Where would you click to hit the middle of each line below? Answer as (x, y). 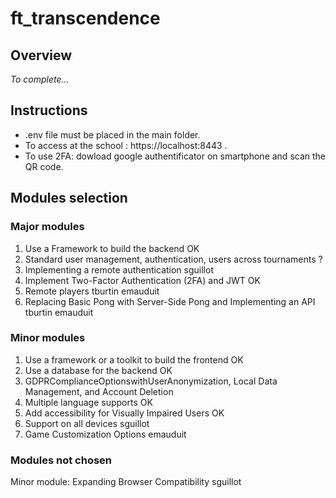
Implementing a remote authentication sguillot (119, 269)
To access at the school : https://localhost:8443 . (126, 145)
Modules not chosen (61, 460)
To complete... (40, 79)
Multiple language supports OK (88, 402)
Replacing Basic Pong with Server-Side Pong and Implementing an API (170, 301)
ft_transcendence (85, 18)
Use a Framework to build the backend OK (112, 248)
